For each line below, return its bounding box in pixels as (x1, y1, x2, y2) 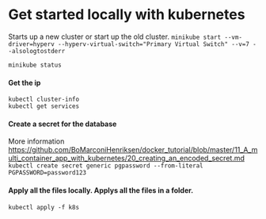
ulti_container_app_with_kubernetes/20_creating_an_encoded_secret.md (8, 153, 245, 163)
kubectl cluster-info (8, 95, 80, 104)
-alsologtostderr (8, 47, 66, 55)
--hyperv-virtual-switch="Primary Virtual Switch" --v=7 (58, 40, 249, 48)
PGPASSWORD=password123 (8, 169, 87, 177)
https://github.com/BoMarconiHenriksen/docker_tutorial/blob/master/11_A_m (8, 145, 258, 155)
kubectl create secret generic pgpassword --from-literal (8, 162, 203, 170)
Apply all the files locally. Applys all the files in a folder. (8, 185, 194, 195)
